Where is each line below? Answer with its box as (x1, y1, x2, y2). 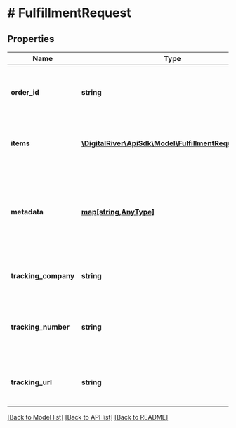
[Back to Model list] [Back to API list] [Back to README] (7, 413, 169, 421)
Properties (7, 33, 55, 45)
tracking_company (11, 271, 75, 280)
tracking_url (11, 377, 53, 387)
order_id (11, 88, 40, 97)
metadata (11, 207, 44, 216)
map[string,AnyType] (81, 207, 155, 216)
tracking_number (11, 322, 70, 332)
